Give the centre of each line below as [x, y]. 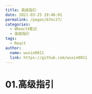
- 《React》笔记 [23, 29]
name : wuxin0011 [27, 53]
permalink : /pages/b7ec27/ [34, 19]
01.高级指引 [30, 84]
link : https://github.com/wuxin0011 [49, 57]
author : [13, 48]
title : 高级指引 [21, 10]
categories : [18, 24]
